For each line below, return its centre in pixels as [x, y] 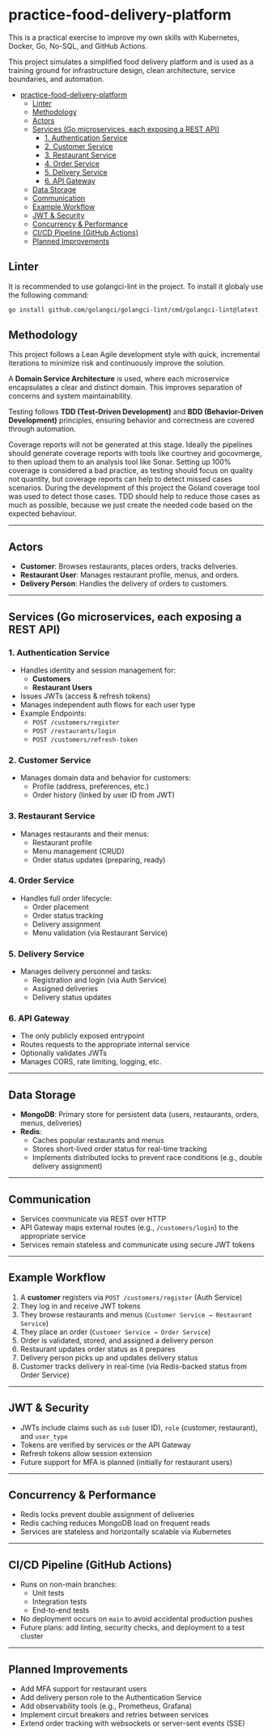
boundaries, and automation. [56, 79]
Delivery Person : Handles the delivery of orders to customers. [124, 584]
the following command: [49, 294]
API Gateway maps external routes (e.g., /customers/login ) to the [129, 1227]
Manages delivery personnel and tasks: [86, 972]
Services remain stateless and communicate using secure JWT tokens [137, 1245]
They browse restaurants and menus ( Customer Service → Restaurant [136, 1314]
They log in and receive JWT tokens [80, 1306]
